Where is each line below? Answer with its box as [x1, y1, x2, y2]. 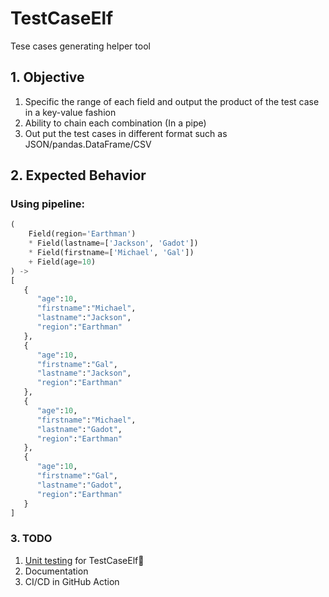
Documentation [24, 565, 89, 577]
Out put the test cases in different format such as [24, 127, 228, 139]
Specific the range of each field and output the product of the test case [24, 95, 320, 107]
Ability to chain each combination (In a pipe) [24, 117, 207, 129]
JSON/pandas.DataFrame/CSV [24, 138, 152, 150]
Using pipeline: [10, 197, 86, 211]
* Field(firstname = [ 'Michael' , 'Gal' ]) [28, 248, 195, 258]
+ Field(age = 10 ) [28, 257, 97, 267]
